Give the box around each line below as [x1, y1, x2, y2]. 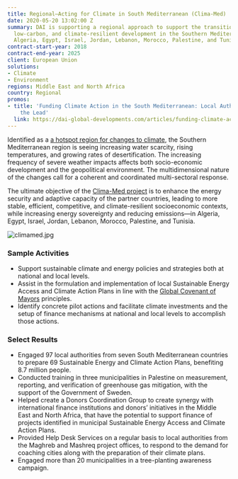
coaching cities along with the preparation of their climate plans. [17, 449, 205, 457]
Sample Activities [7, 248, 69, 258]
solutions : [7, 63, 40, 70]
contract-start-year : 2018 [7, 43, 87, 50]
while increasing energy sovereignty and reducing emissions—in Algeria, [7, 209, 220, 218]
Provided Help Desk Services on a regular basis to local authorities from [17, 434, 228, 442]
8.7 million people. [17, 366, 72, 374]
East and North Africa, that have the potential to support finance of [17, 411, 212, 419]
